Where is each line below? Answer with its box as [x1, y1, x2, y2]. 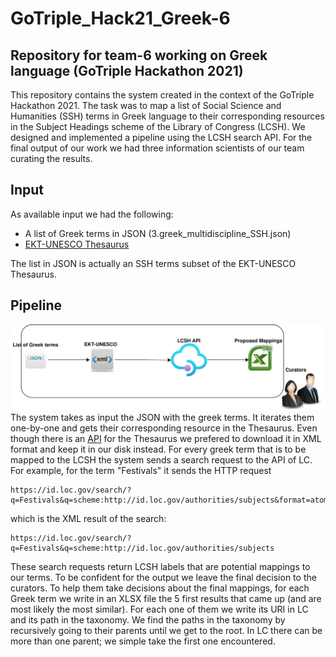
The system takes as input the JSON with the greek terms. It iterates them [10, 411, 315, 423]
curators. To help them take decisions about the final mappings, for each [10, 582, 310, 594]
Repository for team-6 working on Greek [10, 47, 268, 64]
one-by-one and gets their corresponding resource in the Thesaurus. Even [10, 422, 318, 434]
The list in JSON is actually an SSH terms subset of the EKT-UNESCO [10, 257, 297, 269]
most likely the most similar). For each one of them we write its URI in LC [10, 603, 309, 615]
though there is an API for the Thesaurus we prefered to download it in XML [10, 432, 322, 444]
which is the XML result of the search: [10, 512, 167, 524]
